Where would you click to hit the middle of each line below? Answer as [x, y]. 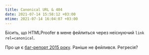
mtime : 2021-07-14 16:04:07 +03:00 [42, 19]
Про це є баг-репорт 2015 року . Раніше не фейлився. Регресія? [72, 48]
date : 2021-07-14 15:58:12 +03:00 [41, 14]
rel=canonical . [20, 38]
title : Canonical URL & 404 [34, 10]
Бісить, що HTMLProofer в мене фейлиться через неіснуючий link [75, 33]
